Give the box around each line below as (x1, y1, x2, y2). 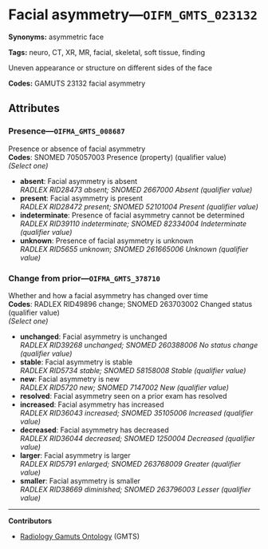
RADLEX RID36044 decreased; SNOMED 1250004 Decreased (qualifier (19, 433, 255, 443)
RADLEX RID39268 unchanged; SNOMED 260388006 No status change (19, 340, 258, 349)
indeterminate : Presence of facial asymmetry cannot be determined (19, 210, 245, 220)
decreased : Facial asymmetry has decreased (19, 425, 169, 435)
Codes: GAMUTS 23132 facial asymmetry (8, 78, 146, 88)
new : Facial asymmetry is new (19, 374, 120, 384)
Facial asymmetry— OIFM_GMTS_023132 (8, 6, 258, 24)
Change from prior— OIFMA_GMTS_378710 (8, 273, 161, 284)
